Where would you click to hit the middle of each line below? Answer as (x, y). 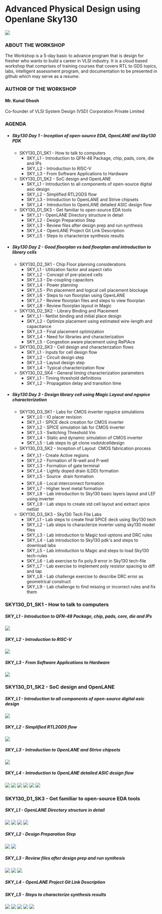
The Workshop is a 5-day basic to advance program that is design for (74, 56)
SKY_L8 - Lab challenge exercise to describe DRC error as (85, 576)
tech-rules (37, 556)
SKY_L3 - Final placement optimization (65, 331)
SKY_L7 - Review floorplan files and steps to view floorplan (86, 301)
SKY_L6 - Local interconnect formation (65, 483)
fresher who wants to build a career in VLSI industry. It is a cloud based (76, 61)
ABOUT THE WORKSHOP (35, 45)
